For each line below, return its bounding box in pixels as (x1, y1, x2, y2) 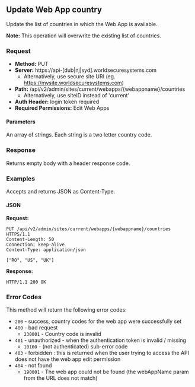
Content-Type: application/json (6, 247, 86, 253)
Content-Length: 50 (6, 237, 55, 243)
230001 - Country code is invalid (23, 331, 102, 338)
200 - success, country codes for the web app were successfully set (14, 318, 182, 325)
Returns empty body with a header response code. (6, 160, 130, 167)
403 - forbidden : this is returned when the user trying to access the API (14, 350, 190, 357)
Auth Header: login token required (14, 98, 100, 106)
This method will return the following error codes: (6, 306, 127, 313)
